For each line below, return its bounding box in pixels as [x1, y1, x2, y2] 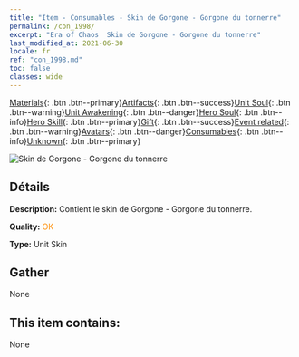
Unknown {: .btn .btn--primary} [26, 135, 141, 146]
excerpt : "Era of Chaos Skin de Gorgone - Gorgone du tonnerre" [9, 30, 261, 39]
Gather [9, 265, 50, 280]
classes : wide [9, 72, 63, 82]
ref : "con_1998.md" [9, 55, 83, 64]
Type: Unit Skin [9, 238, 68, 249]
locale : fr [9, 47, 51, 56]
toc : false [9, 64, 51, 73]
